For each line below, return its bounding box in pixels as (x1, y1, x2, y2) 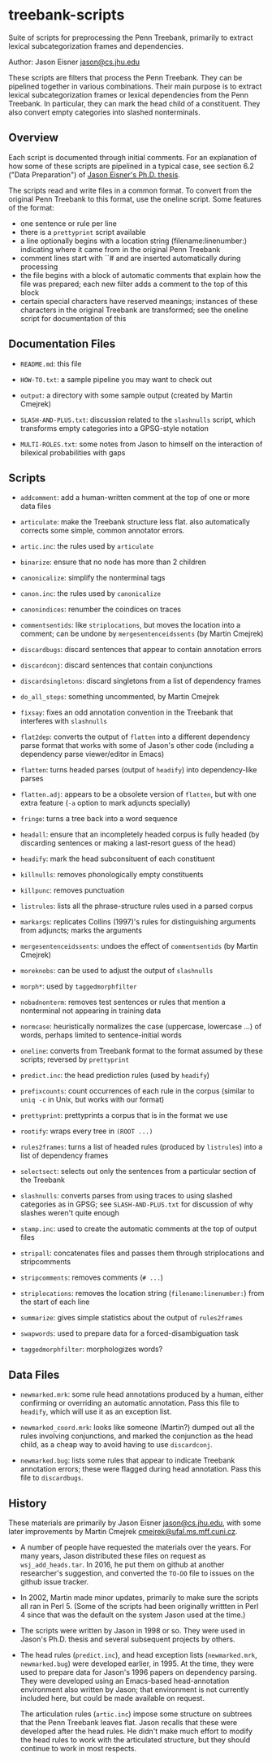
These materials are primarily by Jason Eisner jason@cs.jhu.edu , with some (8, 1518, 261, 1528)
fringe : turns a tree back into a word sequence (19, 814, 178, 824)
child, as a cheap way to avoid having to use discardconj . (19, 1440, 213, 1450)
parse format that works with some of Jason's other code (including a (19, 741, 254, 750)
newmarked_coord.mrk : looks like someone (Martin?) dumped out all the (19, 1423, 255, 1433)
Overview (8, 131, 59, 145)
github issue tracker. (19, 1577, 89, 1586)
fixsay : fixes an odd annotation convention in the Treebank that (19, 707, 234, 717)
